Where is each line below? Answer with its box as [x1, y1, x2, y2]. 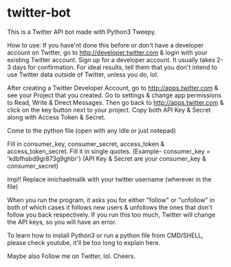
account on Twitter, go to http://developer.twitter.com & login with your [7, 48, 208, 57]
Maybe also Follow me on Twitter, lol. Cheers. [7, 252, 136, 260]
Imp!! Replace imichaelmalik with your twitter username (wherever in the [7, 175, 212, 184]
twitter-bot [7, 5, 71, 21]
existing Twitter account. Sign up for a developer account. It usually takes [7, 55, 215, 63]
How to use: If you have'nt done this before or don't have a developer [7, 41, 204, 49]
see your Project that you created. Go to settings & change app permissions [7, 91, 222, 99]
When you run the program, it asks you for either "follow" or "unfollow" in [7, 195, 215, 204]
